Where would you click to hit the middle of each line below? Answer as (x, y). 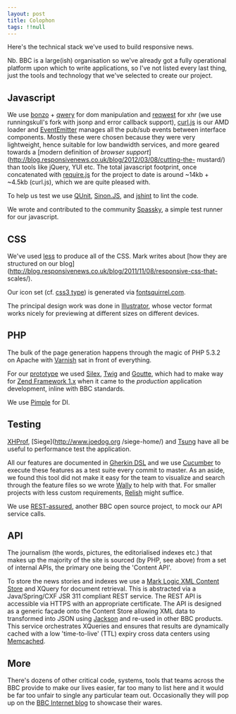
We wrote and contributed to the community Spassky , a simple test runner (115, 209)
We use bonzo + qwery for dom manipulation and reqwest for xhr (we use (114, 115)
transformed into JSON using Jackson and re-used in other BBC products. (115, 619)
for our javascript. (33, 217)
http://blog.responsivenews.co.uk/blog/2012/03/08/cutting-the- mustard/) (117, 160)
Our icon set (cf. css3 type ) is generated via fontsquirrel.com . (97, 292)
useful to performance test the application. (69, 449)
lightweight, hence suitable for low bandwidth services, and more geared (113, 144)
